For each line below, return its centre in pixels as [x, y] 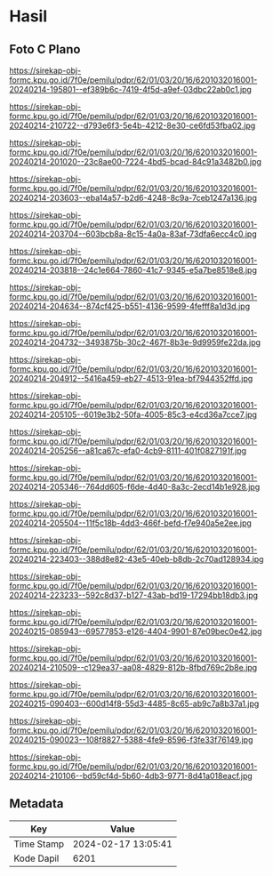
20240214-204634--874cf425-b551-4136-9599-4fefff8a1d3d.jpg [130, 306]
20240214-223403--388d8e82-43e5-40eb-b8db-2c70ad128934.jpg [136, 559]
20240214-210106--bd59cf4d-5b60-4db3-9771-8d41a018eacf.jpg [131, 776]
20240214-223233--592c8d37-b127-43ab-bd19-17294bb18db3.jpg [134, 595]
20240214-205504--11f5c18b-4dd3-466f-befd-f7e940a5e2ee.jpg [130, 523]
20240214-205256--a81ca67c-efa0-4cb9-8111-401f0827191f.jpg [128, 450]
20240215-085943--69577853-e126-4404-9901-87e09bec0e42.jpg [136, 631]
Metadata [36, 804]
